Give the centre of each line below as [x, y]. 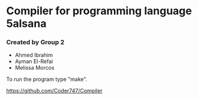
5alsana [26, 24]
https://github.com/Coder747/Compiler [55, 91]
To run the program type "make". [47, 79]
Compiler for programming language [99, 11]
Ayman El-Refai [34, 61]
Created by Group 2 [35, 42]
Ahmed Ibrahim [34, 55]
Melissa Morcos [34, 68]
